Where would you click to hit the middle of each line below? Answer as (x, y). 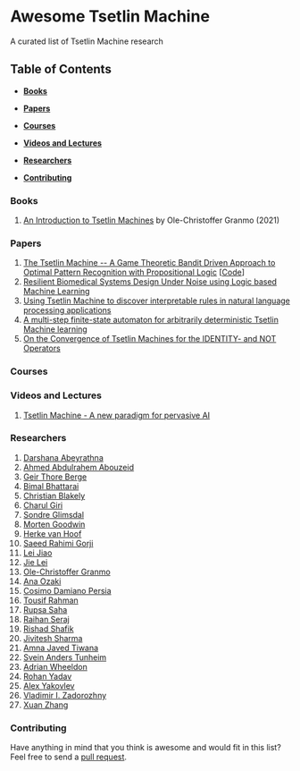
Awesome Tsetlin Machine (110, 17)
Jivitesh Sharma (53, 638)
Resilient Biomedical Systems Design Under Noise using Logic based (150, 282)
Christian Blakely (54, 496)
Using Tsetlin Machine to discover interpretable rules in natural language (157, 301)
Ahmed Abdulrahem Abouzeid (79, 467)
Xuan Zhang (46, 705)
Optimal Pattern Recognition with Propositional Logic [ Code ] (133, 272)
